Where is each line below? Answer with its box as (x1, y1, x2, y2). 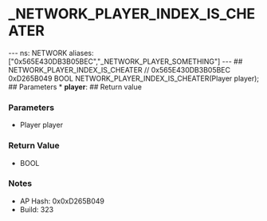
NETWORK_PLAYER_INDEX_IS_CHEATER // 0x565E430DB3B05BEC (8, 65, 231, 74)
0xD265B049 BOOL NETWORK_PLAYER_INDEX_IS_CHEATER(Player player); (8, 73, 260, 83)
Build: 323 (19, 204, 54, 214)
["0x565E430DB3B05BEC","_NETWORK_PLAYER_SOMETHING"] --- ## (8, 57, 243, 66)
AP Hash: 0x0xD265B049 (19, 196, 105, 206)
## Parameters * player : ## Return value (8, 81, 142, 92)
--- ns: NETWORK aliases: (8, 48, 94, 57)
